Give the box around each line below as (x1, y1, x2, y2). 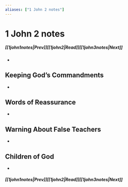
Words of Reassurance (5, 98, 76, 106)
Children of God (5, 152, 54, 161)
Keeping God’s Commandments (5, 71, 104, 80)
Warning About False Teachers (5, 125, 101, 133)
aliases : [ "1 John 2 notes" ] (5, 7, 64, 12)
